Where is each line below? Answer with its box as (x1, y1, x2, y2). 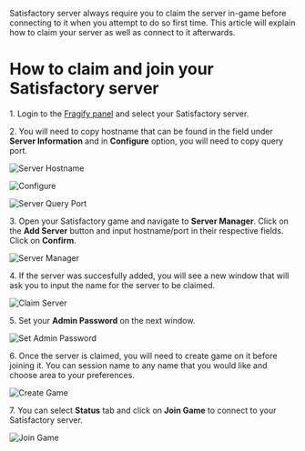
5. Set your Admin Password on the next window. (9, 315, 196, 326)
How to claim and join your (9, 59, 214, 80)
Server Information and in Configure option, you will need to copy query (9, 135, 284, 146)
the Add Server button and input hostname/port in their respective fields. (9, 225, 284, 236)
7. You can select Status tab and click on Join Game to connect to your (9, 405, 277, 416)
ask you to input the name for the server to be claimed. (9, 279, 216, 290)
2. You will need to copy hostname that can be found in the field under (9, 125, 273, 136)
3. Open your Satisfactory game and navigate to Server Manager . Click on (9, 215, 290, 226)
